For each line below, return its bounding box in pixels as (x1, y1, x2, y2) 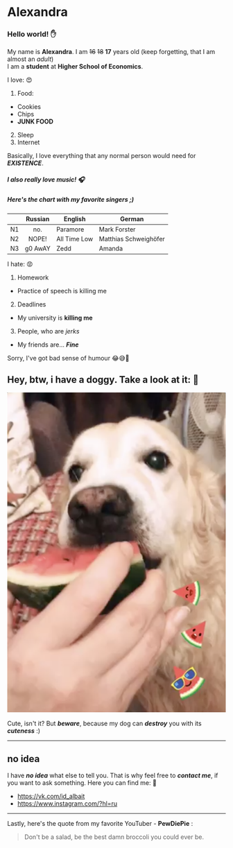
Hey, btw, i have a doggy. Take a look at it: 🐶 (7, 374, 199, 386)
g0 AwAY (24, 244, 51, 253)
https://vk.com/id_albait (17, 792, 85, 801)
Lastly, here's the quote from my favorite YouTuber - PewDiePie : (7, 820, 193, 828)
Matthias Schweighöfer (98, 234, 165, 243)
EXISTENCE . (7, 159, 44, 167)
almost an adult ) (7, 55, 54, 63)
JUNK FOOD (17, 117, 54, 126)
